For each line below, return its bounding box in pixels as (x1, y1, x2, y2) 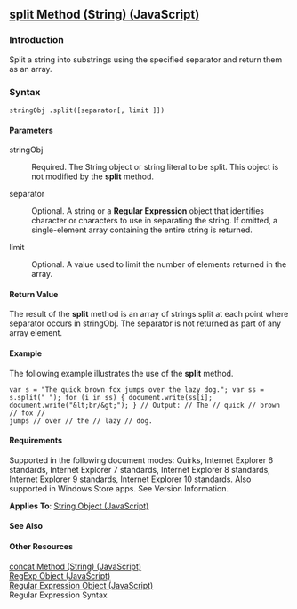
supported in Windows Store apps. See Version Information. (9, 483, 229, 493)
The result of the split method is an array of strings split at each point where (9, 309, 289, 320)
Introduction (9, 34, 64, 46)
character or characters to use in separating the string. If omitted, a (31, 215, 278, 226)
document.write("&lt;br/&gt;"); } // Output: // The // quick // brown (9, 401, 280, 410)
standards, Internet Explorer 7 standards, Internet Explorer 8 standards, (9, 464, 271, 475)
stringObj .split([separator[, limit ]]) (9, 106, 165, 115)
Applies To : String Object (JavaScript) (9, 500, 149, 511)
